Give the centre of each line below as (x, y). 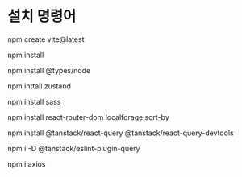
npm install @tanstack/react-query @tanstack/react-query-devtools (121, 133)
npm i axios (27, 164)
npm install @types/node (49, 70)
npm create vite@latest (46, 39)
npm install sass (34, 101)
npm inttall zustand (40, 86)
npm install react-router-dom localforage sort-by (89, 117)
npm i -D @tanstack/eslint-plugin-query (74, 148)
